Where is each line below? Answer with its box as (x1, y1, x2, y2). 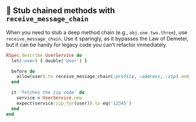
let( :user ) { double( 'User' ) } (11, 58, 87, 64)
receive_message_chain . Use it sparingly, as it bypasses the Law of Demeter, (6, 35, 188, 42)
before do (11, 68, 35, 74)
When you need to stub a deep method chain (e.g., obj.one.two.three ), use (6, 28, 188, 35)
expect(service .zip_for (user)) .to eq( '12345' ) (16, 100, 132, 106)
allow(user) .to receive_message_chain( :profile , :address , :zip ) (16, 74, 179, 80)
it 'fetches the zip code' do (11, 89, 85, 96)
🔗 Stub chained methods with (6, 6, 116, 16)
